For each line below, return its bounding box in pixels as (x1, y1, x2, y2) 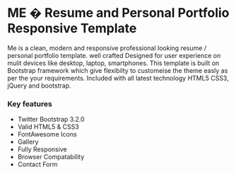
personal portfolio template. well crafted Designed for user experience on (7, 51, 221, 59)
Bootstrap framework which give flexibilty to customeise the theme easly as (7, 66, 228, 74)
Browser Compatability (17, 153, 85, 161)
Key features (7, 99, 53, 109)
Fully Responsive (17, 145, 67, 153)
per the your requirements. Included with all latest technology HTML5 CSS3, (7, 74, 229, 82)
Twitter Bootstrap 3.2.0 (17, 115, 85, 124)
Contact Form (17, 160, 58, 169)
